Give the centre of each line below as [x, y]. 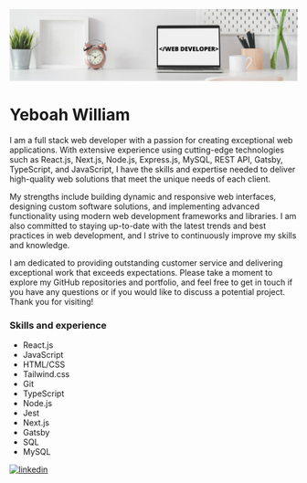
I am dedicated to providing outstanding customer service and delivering [146, 262]
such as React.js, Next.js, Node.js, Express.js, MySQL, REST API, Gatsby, [146, 159]
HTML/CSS [44, 364]
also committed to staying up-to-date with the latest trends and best [138, 226]
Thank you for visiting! [52, 301]
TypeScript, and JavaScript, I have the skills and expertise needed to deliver [153, 169]
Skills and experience [58, 325]
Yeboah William [70, 115]
